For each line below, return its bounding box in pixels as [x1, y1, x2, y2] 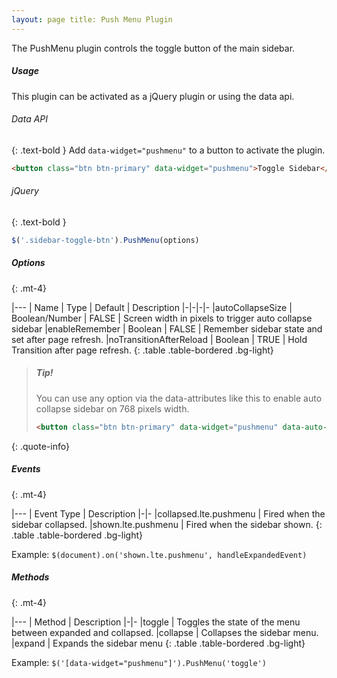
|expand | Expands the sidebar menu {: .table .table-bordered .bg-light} [11, 637, 306, 649]
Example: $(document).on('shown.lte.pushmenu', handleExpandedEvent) [11, 548, 308, 560]
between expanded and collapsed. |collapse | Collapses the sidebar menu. [11, 626, 319, 638]
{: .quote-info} [11, 440, 70, 452]
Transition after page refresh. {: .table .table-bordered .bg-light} [11, 344, 274, 356]
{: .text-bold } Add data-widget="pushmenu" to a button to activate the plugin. [11, 144, 326, 156]
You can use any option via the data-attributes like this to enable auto [35, 392, 323, 404]
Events [11, 463, 41, 475]
